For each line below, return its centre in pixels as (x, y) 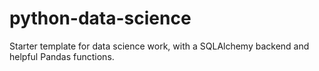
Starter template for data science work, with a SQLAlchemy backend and (159, 46)
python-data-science (100, 18)
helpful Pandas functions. (62, 56)
